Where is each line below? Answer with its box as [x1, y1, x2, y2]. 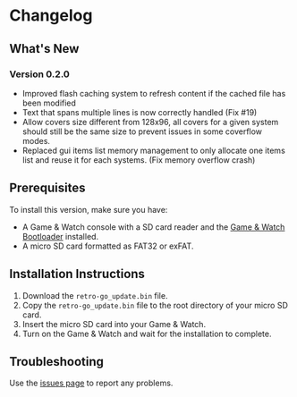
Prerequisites [9, 181, 86, 196]
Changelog [9, 5, 93, 26]
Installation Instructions [9, 266, 146, 282]
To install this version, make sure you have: [9, 204, 168, 215]
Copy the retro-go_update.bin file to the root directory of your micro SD [21, 300, 288, 310]
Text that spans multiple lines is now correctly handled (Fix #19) [21, 106, 258, 117]
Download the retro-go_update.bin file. [21, 290, 168, 300]
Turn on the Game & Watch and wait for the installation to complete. [21, 328, 272, 339]
